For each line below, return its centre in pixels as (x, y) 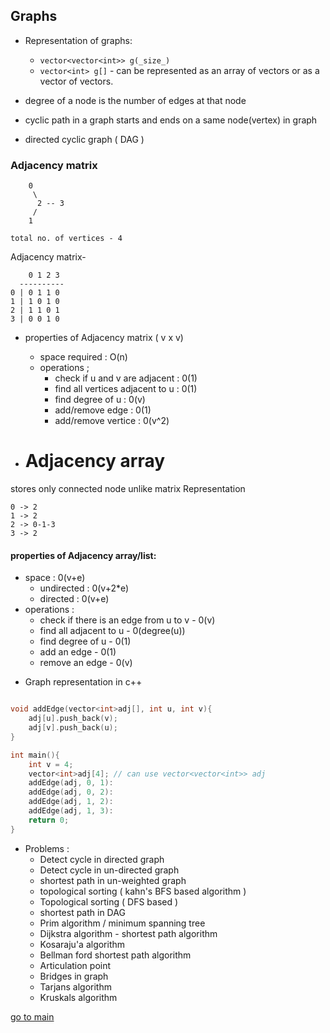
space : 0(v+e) (55, 578)
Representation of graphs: (78, 40)
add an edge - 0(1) (78, 652)
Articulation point (75, 965)
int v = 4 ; (51, 764)
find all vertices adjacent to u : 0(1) (126, 389)
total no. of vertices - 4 (66, 239)
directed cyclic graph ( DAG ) (84, 139)
